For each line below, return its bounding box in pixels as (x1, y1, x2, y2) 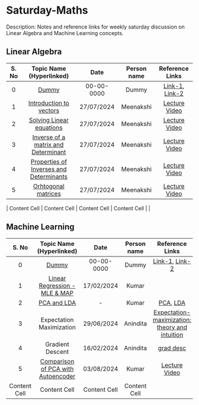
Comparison (40, 357, 75, 365)
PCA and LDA (38, 298, 76, 306)
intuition (161, 330, 184, 338)
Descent (45, 347, 69, 356)
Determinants (30, 172, 68, 181)
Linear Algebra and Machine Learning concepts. (6, 29, 124, 36)
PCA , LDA (158, 298, 185, 306)
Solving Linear (28, 116, 69, 124)
